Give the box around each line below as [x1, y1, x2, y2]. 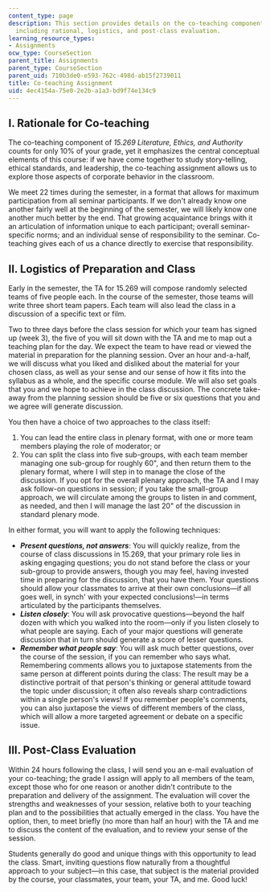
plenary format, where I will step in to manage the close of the [19, 467, 226, 476]
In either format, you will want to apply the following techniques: [8, 525, 221, 535]
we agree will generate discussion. [8, 401, 123, 411]
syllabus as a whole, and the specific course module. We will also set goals [8, 376, 257, 385]
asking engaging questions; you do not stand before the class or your [19, 558, 251, 567]
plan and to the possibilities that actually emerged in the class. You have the [8, 808, 260, 817]
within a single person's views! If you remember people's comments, [19, 695, 248, 704]
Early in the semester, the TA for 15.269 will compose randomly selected [8, 283, 247, 293]
